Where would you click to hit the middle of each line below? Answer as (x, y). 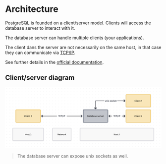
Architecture (32, 9)
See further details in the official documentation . (55, 62)
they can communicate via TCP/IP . (40, 53)
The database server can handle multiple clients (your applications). (75, 38)
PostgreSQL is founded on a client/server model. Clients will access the (78, 23)
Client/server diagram (40, 78)
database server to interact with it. (40, 28)
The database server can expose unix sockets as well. (73, 156)
